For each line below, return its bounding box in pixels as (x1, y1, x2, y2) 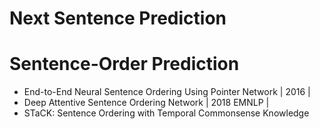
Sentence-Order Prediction (9, 53, 240, 76)
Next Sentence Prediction (9, 7, 227, 30)
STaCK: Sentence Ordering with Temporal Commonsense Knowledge (23, 107, 310, 119)
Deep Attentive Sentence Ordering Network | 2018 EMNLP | (23, 97, 270, 109)
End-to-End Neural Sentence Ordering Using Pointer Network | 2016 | (23, 86, 311, 98)
